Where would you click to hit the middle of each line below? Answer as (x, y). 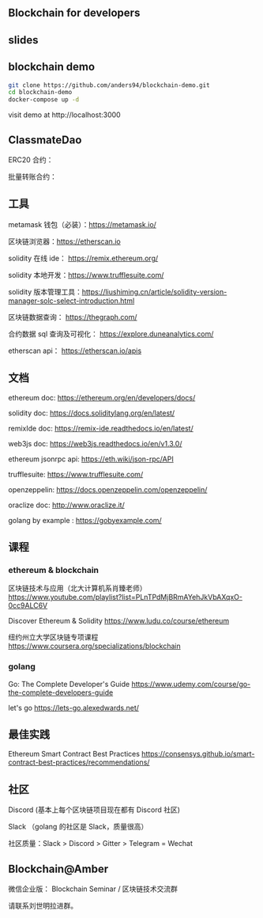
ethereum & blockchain (54, 570)
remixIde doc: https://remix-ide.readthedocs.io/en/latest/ (101, 428)
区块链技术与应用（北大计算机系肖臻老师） (77, 588)
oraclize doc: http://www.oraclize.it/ (66, 505)
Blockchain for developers (74, 13)
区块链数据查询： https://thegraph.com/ (73, 317)
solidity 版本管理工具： (45, 291)
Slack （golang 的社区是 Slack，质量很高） (78, 827)
